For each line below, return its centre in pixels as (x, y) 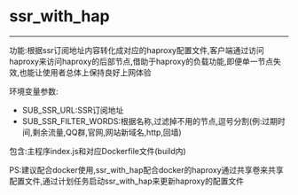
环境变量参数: (34, 91)
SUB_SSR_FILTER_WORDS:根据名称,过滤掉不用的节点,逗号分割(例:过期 (149, 121)
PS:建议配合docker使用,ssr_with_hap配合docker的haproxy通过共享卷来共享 (146, 169)
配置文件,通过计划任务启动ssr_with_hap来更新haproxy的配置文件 (127, 181)
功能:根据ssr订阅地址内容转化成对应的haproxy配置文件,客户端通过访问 (137, 50)
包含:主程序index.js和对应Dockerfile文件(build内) (98, 151)
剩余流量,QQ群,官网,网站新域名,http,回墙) (107, 132)
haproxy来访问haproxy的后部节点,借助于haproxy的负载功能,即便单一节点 (141, 61)
